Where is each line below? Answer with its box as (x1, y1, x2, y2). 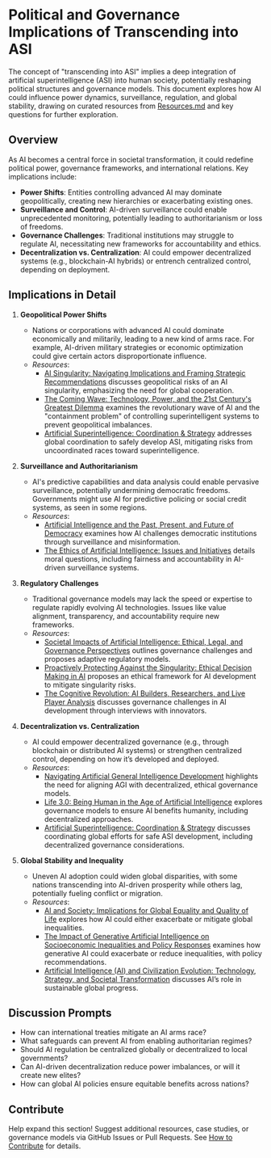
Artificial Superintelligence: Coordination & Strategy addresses (44, 428, 252, 438)
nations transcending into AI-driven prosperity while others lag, (31, 879, 243, 890)
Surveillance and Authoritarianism (19, 461, 139, 470)
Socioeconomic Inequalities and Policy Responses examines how (44, 940, 261, 950)
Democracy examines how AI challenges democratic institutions (44, 528, 257, 538)
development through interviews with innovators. (44, 705, 207, 715)
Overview (8, 133, 59, 147)
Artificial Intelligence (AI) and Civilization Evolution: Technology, (44, 966, 256, 975)
